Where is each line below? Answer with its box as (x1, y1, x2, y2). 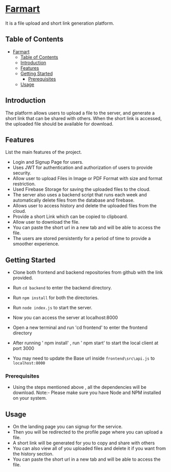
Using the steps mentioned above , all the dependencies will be (12, 384, 147, 390)
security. (12, 170, 32, 176)
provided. (12, 275, 33, 281)
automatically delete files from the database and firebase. (12, 197, 135, 203)
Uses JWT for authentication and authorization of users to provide (12, 165, 153, 171)
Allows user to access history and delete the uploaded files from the (12, 203, 157, 209)
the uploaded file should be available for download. (5, 121, 114, 127)
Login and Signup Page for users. (12, 159, 83, 165)
